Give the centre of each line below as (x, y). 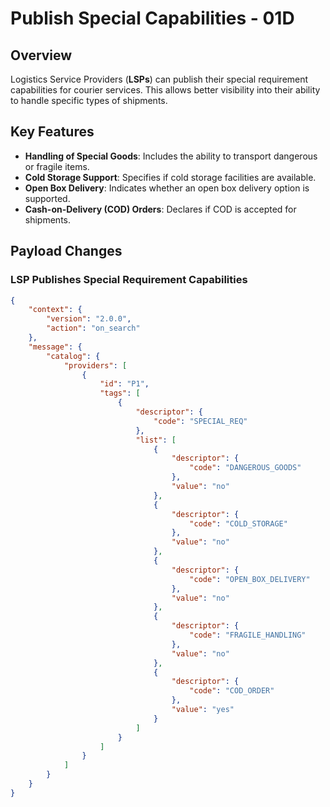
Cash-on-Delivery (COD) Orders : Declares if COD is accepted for (160, 209)
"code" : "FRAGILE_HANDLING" (248, 635)
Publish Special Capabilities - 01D (152, 18)
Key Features (52, 132)
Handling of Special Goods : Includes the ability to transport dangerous (171, 156)
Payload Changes (66, 251)
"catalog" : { (73, 356)
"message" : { (55, 347)
